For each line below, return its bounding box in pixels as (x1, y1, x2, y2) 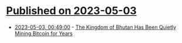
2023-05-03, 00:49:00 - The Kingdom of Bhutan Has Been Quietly (14, 24, 177, 31)
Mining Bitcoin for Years (14, 29, 73, 37)
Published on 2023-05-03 (6, 4, 137, 18)
